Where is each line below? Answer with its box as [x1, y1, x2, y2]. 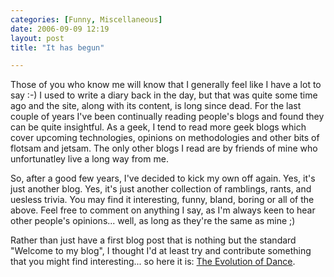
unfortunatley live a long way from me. [10, 153, 169, 165]
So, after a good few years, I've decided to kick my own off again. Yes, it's [10, 172, 316, 185]
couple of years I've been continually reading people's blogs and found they [10, 111, 325, 123]
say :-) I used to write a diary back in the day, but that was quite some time [10, 89, 318, 101]
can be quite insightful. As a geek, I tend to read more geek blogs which [10, 121, 307, 133]
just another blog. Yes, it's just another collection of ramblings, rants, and [10, 183, 312, 195]
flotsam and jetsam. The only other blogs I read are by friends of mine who [10, 142, 318, 155]
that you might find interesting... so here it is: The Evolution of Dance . [10, 256, 296, 268]
